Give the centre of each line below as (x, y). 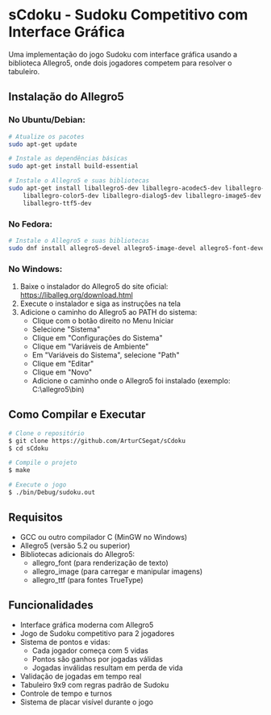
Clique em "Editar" (63, 363)
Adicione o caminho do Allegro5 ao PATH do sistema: (108, 312)
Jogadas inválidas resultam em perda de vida (107, 667)
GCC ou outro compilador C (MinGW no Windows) (104, 537)
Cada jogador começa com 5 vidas (90, 650)
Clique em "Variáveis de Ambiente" (90, 346)
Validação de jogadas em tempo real (81, 676)
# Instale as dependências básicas (68, 159)
